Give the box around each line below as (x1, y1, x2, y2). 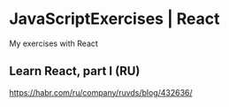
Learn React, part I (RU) (9, 64, 141, 79)
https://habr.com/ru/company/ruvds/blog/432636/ (9, 87, 193, 97)
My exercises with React (9, 38, 99, 49)
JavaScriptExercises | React (9, 9, 220, 29)
